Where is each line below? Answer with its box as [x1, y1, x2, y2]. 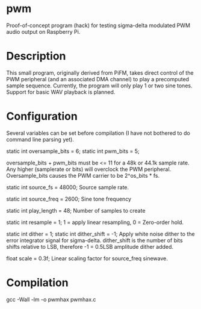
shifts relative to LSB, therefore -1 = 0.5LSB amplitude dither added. [6, 243, 173, 250]
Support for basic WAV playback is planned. [6, 88, 116, 95]
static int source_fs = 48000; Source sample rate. [6, 183, 129, 191]
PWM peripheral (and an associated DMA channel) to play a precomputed [6, 75, 190, 83]
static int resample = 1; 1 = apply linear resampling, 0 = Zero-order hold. [6, 219, 184, 226]
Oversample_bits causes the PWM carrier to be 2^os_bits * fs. [6, 172, 160, 179]
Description [6, 49, 66, 63]
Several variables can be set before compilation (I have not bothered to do [6, 129, 191, 137]
